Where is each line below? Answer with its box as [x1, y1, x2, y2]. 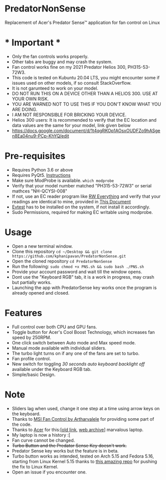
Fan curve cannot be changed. [11, 437, 75, 443]
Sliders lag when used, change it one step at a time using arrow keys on [11, 405, 160, 411]
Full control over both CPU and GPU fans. [11, 323, 97, 329]
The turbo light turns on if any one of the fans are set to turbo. [11, 350, 140, 356]
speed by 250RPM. [11, 334, 52, 340]
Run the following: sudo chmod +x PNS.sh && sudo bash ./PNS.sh [11, 263, 144, 269]
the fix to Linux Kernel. [11, 464, 58, 470]
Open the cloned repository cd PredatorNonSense [11, 258, 113, 264]
